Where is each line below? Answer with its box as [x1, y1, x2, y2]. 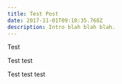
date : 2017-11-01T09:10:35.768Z [7, 17, 103, 24]
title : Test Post [7, 10, 59, 18]
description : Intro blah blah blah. [7, 23, 116, 30]
